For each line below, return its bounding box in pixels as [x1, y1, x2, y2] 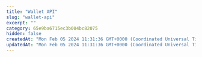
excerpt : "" [6, 20, 36, 26]
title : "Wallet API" [6, 8, 58, 15]
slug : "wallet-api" [6, 14, 55, 20]
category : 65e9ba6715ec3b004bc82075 [6, 25, 98, 31]
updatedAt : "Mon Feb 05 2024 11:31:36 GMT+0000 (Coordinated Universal [6, 42, 189, 48]
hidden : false [6, 31, 42, 37]
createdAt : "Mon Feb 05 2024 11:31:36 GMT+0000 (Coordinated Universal [6, 36, 189, 42]
